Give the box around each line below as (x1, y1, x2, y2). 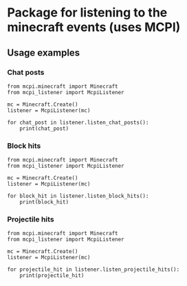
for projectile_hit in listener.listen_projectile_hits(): (7, 266, 180, 273)
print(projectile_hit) (19, 272, 85, 279)
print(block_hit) (19, 199, 69, 206)
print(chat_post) (19, 125, 69, 132)
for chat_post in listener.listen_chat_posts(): (7, 119, 149, 126)
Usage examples (7, 47, 80, 58)
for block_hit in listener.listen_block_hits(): (7, 192, 149, 200)
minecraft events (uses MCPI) (7, 19, 181, 35)
